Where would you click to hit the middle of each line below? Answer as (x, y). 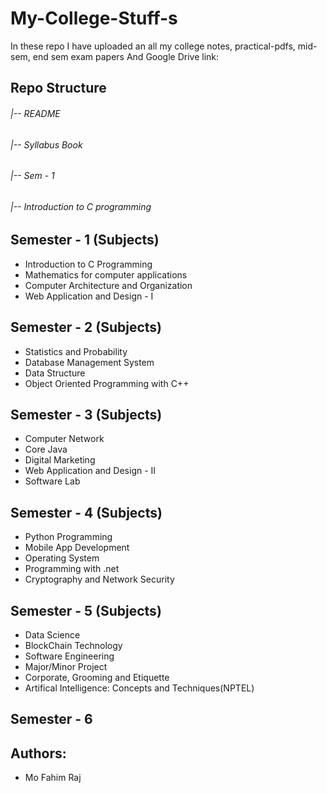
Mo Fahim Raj (53, 778)
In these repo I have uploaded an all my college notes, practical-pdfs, (153, 46)
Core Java (46, 449)
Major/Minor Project (66, 667)
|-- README (35, 113)
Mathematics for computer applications (106, 274)
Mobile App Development (77, 548)
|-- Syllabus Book (46, 144)
